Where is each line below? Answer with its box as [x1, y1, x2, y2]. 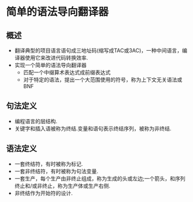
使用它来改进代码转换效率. [25, 54, 88, 61]
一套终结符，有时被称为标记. [14, 160, 83, 167]
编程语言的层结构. [14, 117, 57, 124]
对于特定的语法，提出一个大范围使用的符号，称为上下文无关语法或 [23, 76, 182, 83]
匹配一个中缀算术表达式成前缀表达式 [23, 69, 111, 76]
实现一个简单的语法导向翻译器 [14, 62, 87, 68]
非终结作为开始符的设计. [14, 189, 73, 196]
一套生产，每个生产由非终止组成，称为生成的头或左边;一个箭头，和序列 [14, 175, 186, 182]
